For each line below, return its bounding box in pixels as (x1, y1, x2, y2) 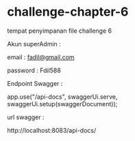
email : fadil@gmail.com (7, 52, 75, 61)
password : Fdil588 (7, 66, 62, 74)
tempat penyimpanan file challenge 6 (7, 27, 112, 35)
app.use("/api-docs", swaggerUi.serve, (7, 93, 118, 101)
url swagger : (7, 113, 45, 121)
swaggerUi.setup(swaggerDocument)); (7, 99, 118, 108)
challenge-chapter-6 (7, 4, 129, 20)
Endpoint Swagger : (7, 79, 63, 87)
